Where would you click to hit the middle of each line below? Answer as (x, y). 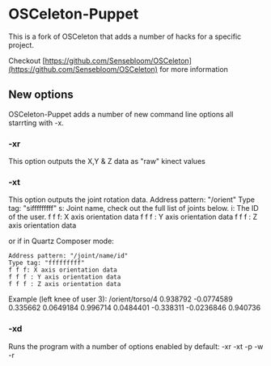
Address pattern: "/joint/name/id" (68, 256)
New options (41, 95)
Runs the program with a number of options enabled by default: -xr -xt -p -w (136, 346)
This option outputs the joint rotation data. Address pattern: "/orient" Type (132, 200)
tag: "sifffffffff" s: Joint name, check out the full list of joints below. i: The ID (133, 208)
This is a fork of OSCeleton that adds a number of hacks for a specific (125, 36)
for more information (194, 69)
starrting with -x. (36, 123)
